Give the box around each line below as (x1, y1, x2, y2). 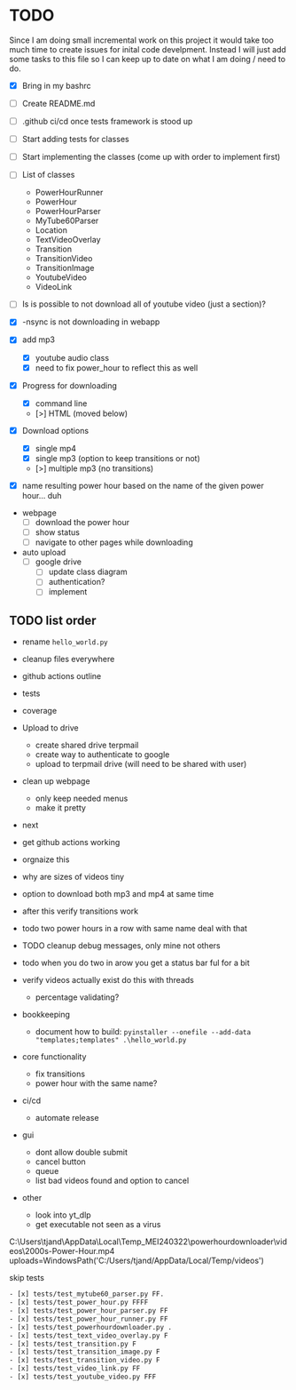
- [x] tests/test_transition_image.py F (9, 1347, 161, 1356)
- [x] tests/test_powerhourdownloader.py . (9, 1322, 173, 1331)
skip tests (9, 1273, 44, 1283)
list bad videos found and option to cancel (35, 1175, 190, 1186)
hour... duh (21, 491, 62, 500)
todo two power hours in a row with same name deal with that (21, 923, 248, 934)
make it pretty (35, 803, 87, 813)
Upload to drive (21, 723, 79, 733)
